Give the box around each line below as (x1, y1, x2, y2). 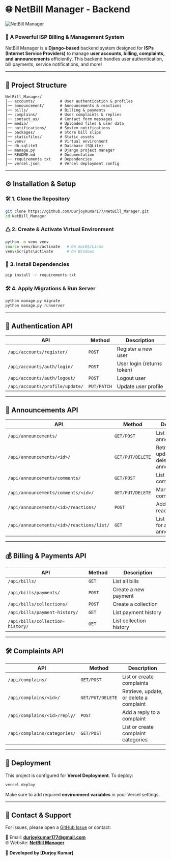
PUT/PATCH (88, 383, 112, 390)
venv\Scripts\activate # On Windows (5, 248, 95, 254)
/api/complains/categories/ (8, 730, 76, 736)
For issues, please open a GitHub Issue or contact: (5, 824, 111, 830)
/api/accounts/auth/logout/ (8, 375, 76, 381)
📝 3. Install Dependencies (5, 261, 70, 268)
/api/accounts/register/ (8, 349, 68, 355)
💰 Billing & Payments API (5, 551, 87, 560)
